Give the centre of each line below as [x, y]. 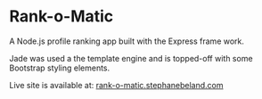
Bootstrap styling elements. [60, 68]
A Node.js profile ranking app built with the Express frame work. [127, 41]
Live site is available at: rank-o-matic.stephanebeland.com [116, 85]
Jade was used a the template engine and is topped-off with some [131, 58]
